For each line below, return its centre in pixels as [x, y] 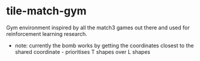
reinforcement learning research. [47, 33]
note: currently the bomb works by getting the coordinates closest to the [104, 45]
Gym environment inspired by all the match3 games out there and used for [98, 28]
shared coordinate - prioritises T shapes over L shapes [83, 51]
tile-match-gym [46, 11]
